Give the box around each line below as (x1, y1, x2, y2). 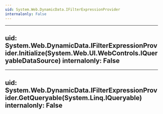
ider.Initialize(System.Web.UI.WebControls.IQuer (5, 49, 158, 57)
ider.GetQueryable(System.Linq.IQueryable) (5, 94, 142, 102)
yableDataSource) (5, 57, 61, 65)
